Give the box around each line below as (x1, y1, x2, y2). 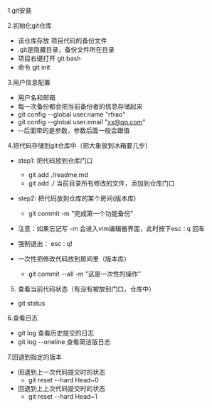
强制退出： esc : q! (17, 240, 73, 247)
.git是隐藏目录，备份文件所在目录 (17, 45, 115, 53)
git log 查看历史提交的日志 (17, 329, 95, 337)
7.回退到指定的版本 (7, 353, 63, 361)
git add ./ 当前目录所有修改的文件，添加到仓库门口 (28, 179, 176, 187)
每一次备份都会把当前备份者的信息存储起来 (17, 102, 143, 110)
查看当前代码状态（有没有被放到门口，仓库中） (17, 285, 155, 293)
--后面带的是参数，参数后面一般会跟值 (17, 127, 130, 134)
